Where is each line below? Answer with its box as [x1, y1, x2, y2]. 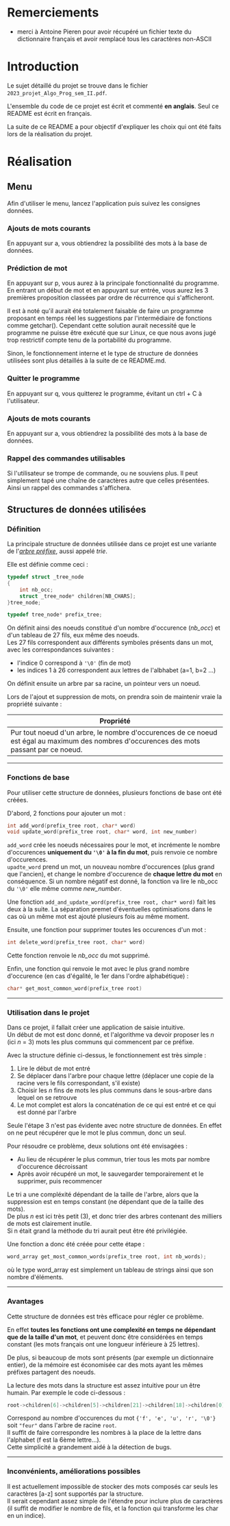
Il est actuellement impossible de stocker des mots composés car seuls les [7, 1482, 218, 1490]
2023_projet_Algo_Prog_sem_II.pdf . [7, 88, 107, 97]
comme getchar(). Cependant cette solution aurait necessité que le [7, 321, 196, 330]
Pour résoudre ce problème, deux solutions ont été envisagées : [7, 1142, 188, 1150]
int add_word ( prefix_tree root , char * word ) [7, 822, 136, 829]
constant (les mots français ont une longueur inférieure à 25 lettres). [7, 1340, 200, 1348]
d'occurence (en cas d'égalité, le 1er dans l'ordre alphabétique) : [7, 972, 189, 981]
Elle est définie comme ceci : [7, 561, 88, 569]
